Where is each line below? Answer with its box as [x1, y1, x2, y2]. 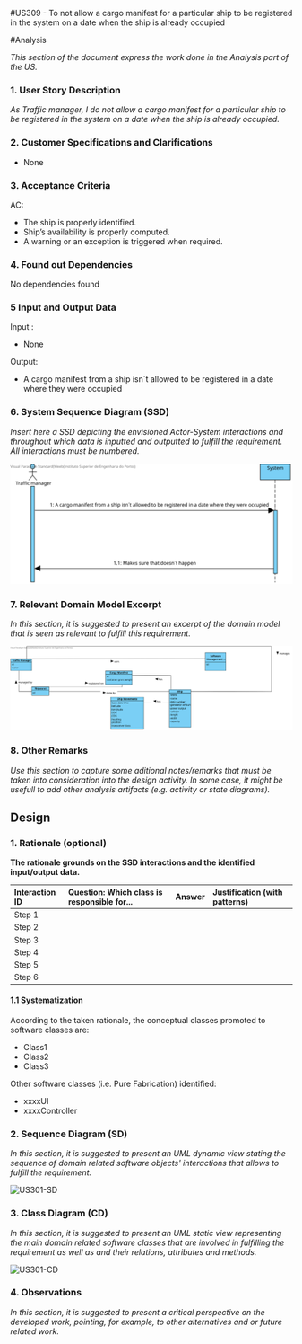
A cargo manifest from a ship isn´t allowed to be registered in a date [22, 374, 274, 385]
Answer [175, 891, 205, 902]
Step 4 [13, 947, 39, 958]
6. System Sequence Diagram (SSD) [10, 406, 169, 419]
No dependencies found [10, 279, 99, 290]
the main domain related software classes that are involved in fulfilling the [10, 1237, 285, 1248]
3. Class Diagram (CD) [10, 1207, 108, 1220]
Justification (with [212, 887, 283, 897]
